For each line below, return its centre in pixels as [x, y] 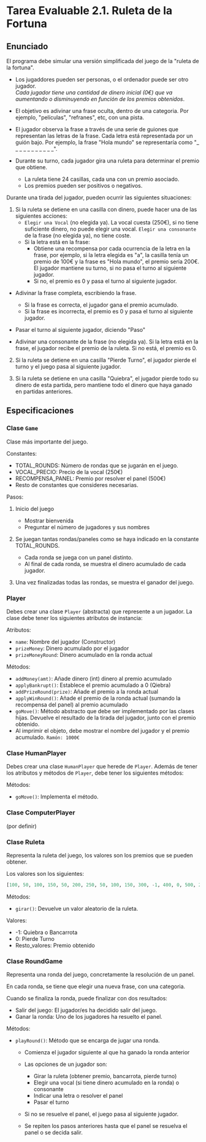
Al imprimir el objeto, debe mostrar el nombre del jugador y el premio [102, 730]
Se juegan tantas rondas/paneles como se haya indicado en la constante [107, 539]
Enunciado [27, 46]
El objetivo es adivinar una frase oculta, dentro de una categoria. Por [102, 111]
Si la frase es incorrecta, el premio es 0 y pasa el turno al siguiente [109, 311]
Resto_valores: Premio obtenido [55, 945]
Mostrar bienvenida [49, 520]
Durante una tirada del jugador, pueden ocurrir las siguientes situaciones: [99, 197]
